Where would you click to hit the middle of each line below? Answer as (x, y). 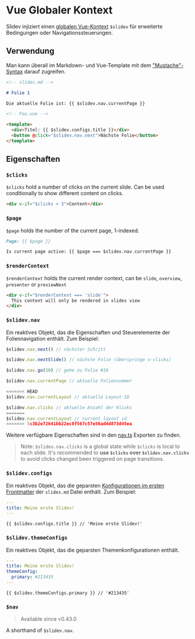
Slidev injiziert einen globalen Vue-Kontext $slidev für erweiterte (84, 26)
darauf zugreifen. (45, 72)
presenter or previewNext (36, 284)
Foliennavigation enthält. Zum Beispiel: (53, 338)
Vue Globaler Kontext (59, 10)
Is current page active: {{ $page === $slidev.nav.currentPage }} (89, 252)
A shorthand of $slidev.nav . (40, 630)
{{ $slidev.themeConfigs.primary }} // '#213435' (68, 593)
